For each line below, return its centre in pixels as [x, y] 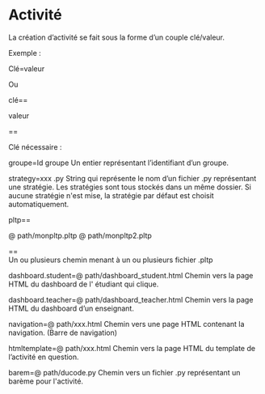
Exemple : [25, 53]
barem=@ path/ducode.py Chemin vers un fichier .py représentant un [124, 372]
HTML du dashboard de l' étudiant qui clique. [84, 284]
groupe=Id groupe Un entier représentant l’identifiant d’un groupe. [118, 163]
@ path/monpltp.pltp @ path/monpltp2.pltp [80, 235]
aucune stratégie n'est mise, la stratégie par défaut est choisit [111, 195]
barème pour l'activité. [46, 381]
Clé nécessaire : [35, 146]
